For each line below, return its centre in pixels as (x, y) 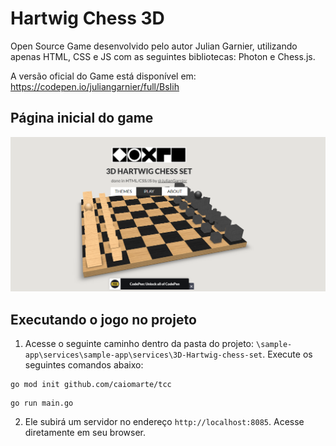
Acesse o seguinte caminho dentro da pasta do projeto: (139, 344)
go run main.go (42, 403)
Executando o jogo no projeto (103, 319)
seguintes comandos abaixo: (84, 365)
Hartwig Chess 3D (87, 18)
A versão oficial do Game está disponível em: (103, 76)
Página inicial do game (82, 118)
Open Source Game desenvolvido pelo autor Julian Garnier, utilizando (154, 46)
